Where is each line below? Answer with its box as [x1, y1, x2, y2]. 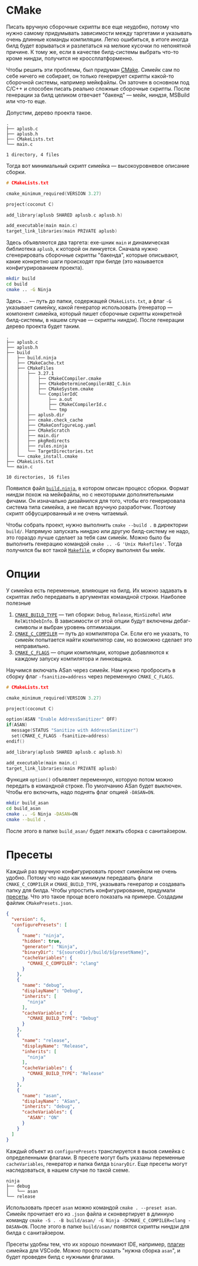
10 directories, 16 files [6, 474, 70, 480]
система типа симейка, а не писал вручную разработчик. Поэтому [6, 503, 176, 511]
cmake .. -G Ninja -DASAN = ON [6, 811, 78, 817]
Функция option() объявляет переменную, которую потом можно [6, 776, 173, 783]
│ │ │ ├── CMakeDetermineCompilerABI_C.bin [6, 381, 131, 387]
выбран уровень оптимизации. [43, 623, 122, 630]
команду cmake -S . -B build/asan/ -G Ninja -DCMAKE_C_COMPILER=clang [6, 1216, 186, 1223]
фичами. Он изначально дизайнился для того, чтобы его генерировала [6, 497, 186, 504]
